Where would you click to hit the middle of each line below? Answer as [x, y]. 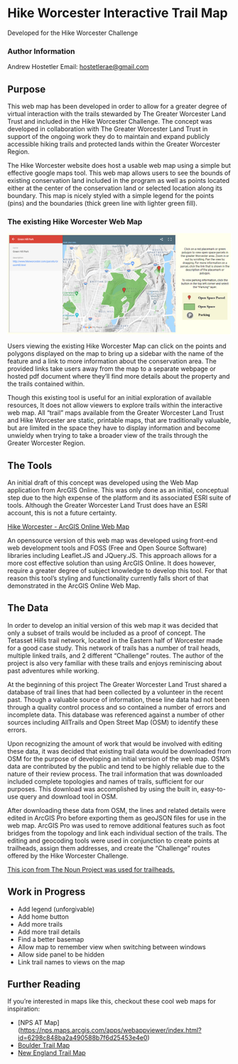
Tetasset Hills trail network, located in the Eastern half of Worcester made [115, 640]
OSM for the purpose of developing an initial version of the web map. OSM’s [119, 759]
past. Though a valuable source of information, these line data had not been [118, 700]
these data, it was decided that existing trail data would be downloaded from [119, 751]
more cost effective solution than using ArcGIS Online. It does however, [112, 563]
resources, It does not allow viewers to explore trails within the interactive [115, 405]
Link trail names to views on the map [71, 962]
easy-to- [213, 789]
